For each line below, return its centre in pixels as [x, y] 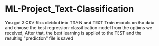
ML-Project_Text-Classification [70, 9]
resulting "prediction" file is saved [39, 38]
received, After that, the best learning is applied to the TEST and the [73, 33]
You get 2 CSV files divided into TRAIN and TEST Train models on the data [80, 23]
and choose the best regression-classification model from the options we [79, 27]
